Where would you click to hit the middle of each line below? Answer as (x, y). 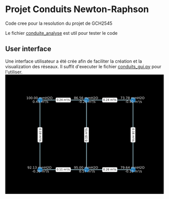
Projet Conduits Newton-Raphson (77, 9)
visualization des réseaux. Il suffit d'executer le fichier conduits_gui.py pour (83, 66)
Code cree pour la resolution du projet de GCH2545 (59, 23)
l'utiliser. (14, 72)
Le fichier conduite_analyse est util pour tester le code (61, 33)
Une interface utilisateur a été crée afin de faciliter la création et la (74, 61)
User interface (28, 49)
